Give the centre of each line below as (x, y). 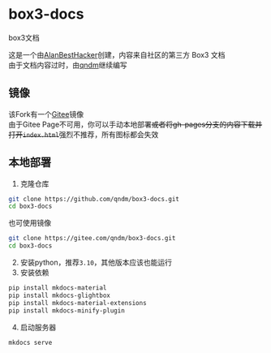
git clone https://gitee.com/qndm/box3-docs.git (92, 239)
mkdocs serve (30, 342)
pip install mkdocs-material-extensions (78, 303)
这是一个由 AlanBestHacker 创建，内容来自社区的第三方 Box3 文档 (117, 54)
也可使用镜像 (30, 223)
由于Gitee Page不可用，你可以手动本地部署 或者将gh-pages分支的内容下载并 (135, 124)
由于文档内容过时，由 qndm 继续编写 (68, 65)
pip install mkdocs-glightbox (60, 295)
